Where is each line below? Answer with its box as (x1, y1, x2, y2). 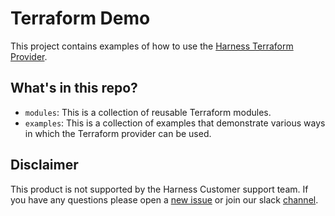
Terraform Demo (10, 7, 151, 30)
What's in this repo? (10, 80, 138, 97)
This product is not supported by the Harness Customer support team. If (10, 183, 309, 195)
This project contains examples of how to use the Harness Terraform (10, 40, 294, 52)
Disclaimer (10, 157, 79, 174)
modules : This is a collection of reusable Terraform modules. (24, 106, 272, 118)
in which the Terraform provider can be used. (24, 127, 212, 139)
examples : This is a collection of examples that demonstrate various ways (24, 117, 326, 129)
